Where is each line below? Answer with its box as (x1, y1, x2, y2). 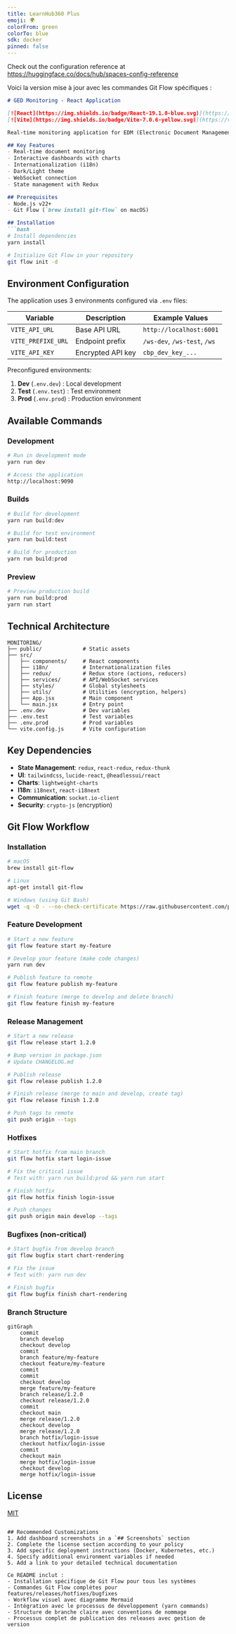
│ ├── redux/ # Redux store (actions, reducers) (7, 670, 188, 677)
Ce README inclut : (7, 1571, 65, 1578)
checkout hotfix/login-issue (20, 1440, 105, 1448)
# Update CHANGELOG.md (7, 1058, 74, 1065)
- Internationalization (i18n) (7, 161, 99, 169)
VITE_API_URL (11, 326, 55, 334)
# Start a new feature (7, 935, 74, 943)
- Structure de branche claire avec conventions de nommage (7, 1609, 188, 1616)
